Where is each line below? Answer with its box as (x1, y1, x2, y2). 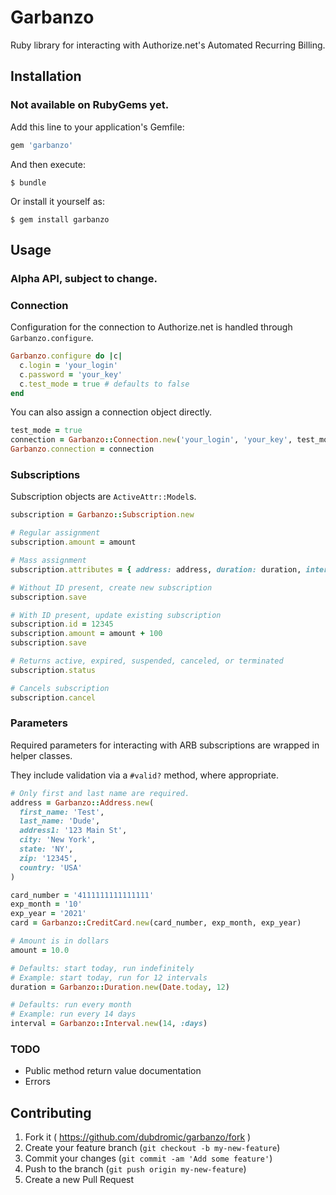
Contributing (10, 1104, 92, 1121)
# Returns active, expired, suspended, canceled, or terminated (10, 656, 284, 666)
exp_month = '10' (10, 899, 83, 910)
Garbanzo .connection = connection (10, 444, 155, 455)
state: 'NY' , (19, 844, 74, 855)
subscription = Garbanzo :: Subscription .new (10, 510, 195, 520)
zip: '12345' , (19, 853, 78, 863)
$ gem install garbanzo (10, 214, 110, 225)
